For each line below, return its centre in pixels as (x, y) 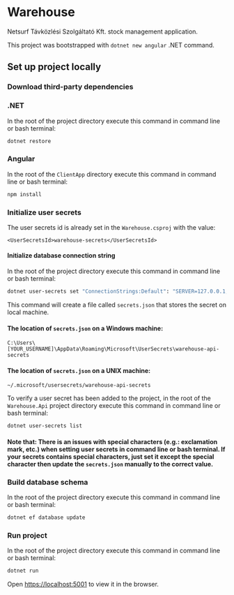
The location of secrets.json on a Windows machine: (85, 328)
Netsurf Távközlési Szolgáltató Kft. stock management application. (103, 31)
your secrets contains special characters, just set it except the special (111, 456)
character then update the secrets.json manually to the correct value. (110, 464)
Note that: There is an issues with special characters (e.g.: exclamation (112, 441)
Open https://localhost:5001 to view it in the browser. (83, 585)
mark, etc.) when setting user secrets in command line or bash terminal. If (116, 449)
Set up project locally (54, 67)
